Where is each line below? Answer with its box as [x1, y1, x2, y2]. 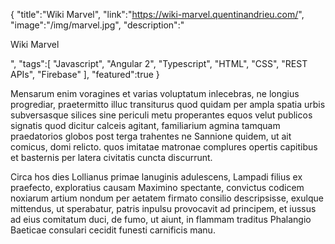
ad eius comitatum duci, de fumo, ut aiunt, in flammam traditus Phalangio [10, 214, 312, 225]
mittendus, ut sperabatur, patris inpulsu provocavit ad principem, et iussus [10, 203, 317, 214]
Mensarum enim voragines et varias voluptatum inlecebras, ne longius [10, 88, 300, 99]
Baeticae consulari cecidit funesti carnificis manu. [10, 224, 216, 236]
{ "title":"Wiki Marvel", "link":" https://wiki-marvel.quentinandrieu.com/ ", [10, 9, 305, 20]
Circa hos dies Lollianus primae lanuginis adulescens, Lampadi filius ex [10, 171, 303, 183]
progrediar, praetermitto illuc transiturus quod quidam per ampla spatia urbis [10, 99, 326, 110]
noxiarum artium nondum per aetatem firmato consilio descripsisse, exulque [10, 192, 324, 204]
